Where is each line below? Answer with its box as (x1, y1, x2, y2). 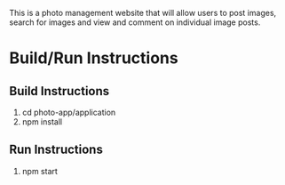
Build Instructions (9, 84, 110, 99)
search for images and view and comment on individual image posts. (9, 17, 261, 28)
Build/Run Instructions (9, 48, 179, 68)
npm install (21, 117, 63, 127)
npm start (21, 165, 58, 176)
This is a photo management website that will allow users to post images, (9, 8, 277, 18)
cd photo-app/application (21, 107, 116, 117)
